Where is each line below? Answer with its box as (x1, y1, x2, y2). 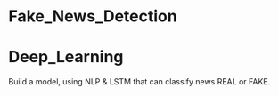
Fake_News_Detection (8, 6, 177, 27)
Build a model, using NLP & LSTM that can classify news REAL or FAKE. (8, 76, 271, 87)
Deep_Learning (8, 47, 124, 68)
